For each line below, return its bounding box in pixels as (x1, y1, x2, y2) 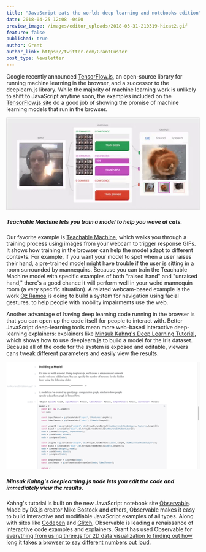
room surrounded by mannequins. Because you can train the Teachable (6, 266, 188, 273)
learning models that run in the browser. (6, 105, 107, 113)
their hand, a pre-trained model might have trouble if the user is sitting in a (6, 259, 194, 267)
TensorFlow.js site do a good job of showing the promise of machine (6, 99, 179, 106)
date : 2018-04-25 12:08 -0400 (6, 16, 84, 23)
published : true (6, 36, 48, 42)
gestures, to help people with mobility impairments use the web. (6, 298, 169, 306)
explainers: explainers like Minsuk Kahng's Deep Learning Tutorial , (28, 330, 196, 337)
